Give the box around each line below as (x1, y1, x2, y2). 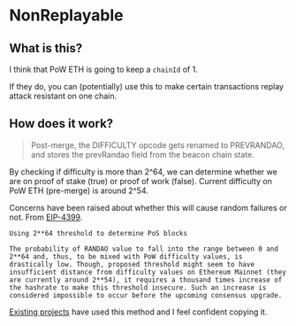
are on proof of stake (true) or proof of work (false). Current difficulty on (9, 175, 272, 186)
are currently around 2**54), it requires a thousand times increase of (9, 276, 283, 284)
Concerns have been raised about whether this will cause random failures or (9, 202, 287, 213)
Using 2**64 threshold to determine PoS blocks (9, 229, 188, 237)
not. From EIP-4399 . (9, 212, 83, 222)
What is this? (9, 41, 83, 56)
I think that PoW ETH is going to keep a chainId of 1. (9, 64, 199, 74)
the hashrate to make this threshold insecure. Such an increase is (9, 283, 267, 292)
